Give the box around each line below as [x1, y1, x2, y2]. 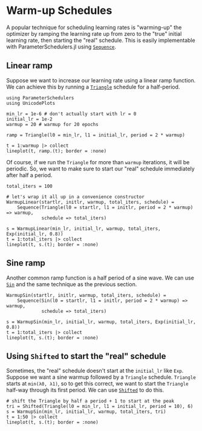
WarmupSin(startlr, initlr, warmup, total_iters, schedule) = [6, 292, 166, 298]
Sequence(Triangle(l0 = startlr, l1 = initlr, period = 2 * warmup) [17, 204, 194, 210]
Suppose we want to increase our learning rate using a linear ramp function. [6, 76, 196, 84]
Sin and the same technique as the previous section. [6, 280, 137, 288]
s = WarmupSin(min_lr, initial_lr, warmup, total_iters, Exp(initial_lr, [6, 319, 197, 325]
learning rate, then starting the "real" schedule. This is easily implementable [6, 36, 195, 44]
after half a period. [6, 171, 53, 179]
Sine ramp [6, 258, 45, 269]
